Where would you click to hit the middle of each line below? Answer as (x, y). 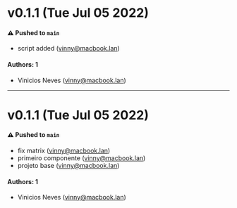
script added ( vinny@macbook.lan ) (68, 48)
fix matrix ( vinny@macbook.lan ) (64, 150)
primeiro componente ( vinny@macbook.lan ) (81, 158)
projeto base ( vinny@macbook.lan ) (68, 165)
